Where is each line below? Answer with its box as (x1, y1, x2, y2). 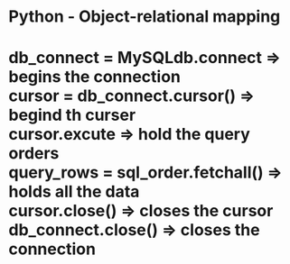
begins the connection (8, 67, 182, 87)
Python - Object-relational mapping (8, 6, 281, 27)
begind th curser (8, 105, 136, 125)
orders (8, 143, 60, 164)
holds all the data (8, 182, 140, 202)
